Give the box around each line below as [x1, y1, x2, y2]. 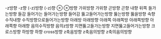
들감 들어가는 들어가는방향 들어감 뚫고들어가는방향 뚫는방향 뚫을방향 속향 [17, 11, 156, 17]
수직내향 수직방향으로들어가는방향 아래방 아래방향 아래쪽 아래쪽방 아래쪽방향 [5, 17, 149, 22]
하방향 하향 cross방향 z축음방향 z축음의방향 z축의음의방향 [21, 29, 132, 34]
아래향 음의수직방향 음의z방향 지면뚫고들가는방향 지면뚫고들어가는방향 [17, 23, 150, 29]
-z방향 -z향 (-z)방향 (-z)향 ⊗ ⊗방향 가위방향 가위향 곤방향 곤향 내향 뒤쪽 [5, 5, 147, 10]
